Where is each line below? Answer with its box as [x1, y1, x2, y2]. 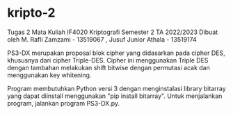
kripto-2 [7, 5, 56, 21]
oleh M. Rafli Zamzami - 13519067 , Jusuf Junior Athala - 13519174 [7, 35, 197, 43]
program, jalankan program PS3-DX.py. [7, 99, 120, 107]
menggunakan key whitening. [7, 71, 92, 79]
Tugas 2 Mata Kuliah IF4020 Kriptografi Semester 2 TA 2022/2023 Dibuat [7, 28, 218, 36]
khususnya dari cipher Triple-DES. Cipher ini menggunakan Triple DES [7, 56, 209, 64]
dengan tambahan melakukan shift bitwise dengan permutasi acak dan [7, 63, 210, 72]
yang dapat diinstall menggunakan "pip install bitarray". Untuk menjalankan [7, 92, 223, 100]
